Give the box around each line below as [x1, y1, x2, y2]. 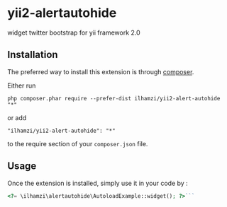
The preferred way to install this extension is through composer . [7, 67, 194, 76]
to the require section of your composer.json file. [7, 139, 148, 148]
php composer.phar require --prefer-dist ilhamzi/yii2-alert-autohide [7, 95, 221, 102]
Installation [7, 49, 58, 61]
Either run [7, 81, 36, 90]
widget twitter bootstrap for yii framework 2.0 [7, 28, 140, 37]
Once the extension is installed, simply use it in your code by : [7, 179, 188, 187]
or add [7, 113, 27, 122]
